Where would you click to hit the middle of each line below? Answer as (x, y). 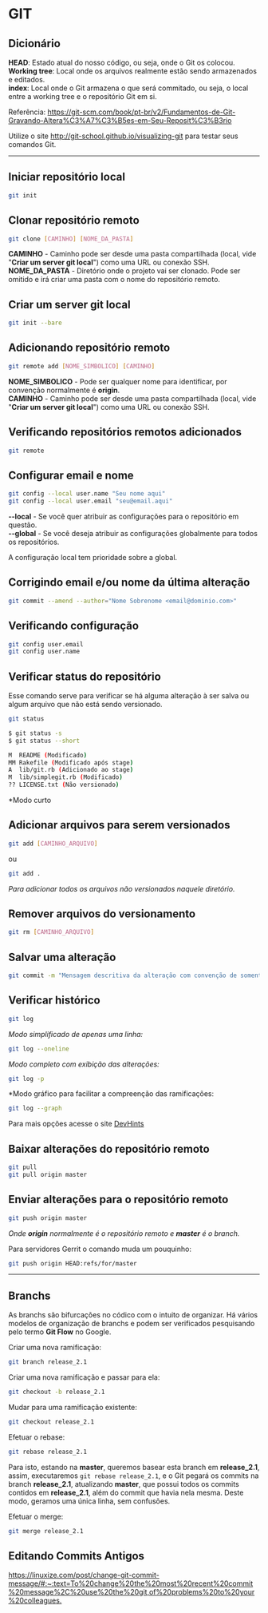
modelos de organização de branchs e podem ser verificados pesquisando (132, 1324)
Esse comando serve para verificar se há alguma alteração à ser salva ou (129, 696)
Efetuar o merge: (36, 1516)
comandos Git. (32, 144)
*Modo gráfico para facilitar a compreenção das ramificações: (111, 1094)
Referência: (27, 112)
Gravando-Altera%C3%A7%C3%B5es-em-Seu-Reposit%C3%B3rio (120, 120)
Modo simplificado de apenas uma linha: (76, 1034)
